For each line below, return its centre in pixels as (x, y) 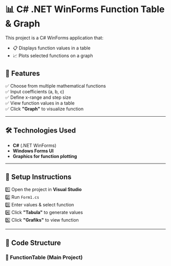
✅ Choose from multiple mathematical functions (55, 86)
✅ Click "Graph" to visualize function (45, 109)
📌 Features (23, 74)
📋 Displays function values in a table (51, 48)
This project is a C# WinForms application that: (54, 38)
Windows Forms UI (33, 151)
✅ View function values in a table (40, 103)
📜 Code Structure (33, 243)
